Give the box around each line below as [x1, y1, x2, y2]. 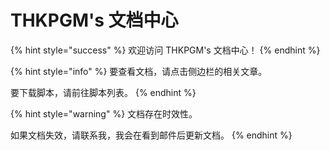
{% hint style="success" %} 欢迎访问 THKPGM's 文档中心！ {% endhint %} [10, 44, 321, 56]
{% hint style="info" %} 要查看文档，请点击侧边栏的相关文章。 [10, 65, 268, 77]
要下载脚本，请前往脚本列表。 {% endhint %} [10, 86, 197, 98]
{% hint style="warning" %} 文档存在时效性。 [10, 107, 198, 120]
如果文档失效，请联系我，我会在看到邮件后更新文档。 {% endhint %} [10, 129, 293, 141]
